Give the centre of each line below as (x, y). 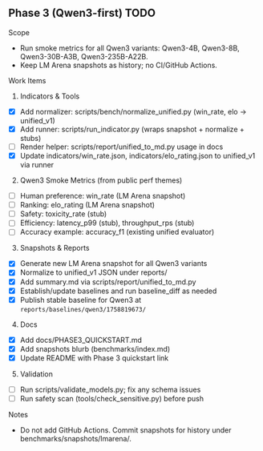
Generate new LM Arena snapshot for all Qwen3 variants (113, 264)
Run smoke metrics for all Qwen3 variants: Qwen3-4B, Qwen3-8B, (130, 48)
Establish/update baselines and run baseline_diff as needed (118, 291)
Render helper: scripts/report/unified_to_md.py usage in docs (121, 147)
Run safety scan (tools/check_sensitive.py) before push (112, 398)
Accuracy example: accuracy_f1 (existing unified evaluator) (117, 232)
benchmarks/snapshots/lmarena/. (76, 439)
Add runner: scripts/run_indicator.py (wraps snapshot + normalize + (132, 129)
